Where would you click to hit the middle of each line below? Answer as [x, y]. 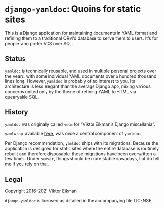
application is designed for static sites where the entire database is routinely [82, 148]
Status [15, 59]
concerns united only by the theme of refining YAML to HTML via [70, 91]
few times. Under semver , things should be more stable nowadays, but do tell [82, 158]
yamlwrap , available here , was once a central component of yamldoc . [73, 133]
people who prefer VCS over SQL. [39, 43]
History [17, 112]
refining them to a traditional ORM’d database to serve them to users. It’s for [82, 38]
